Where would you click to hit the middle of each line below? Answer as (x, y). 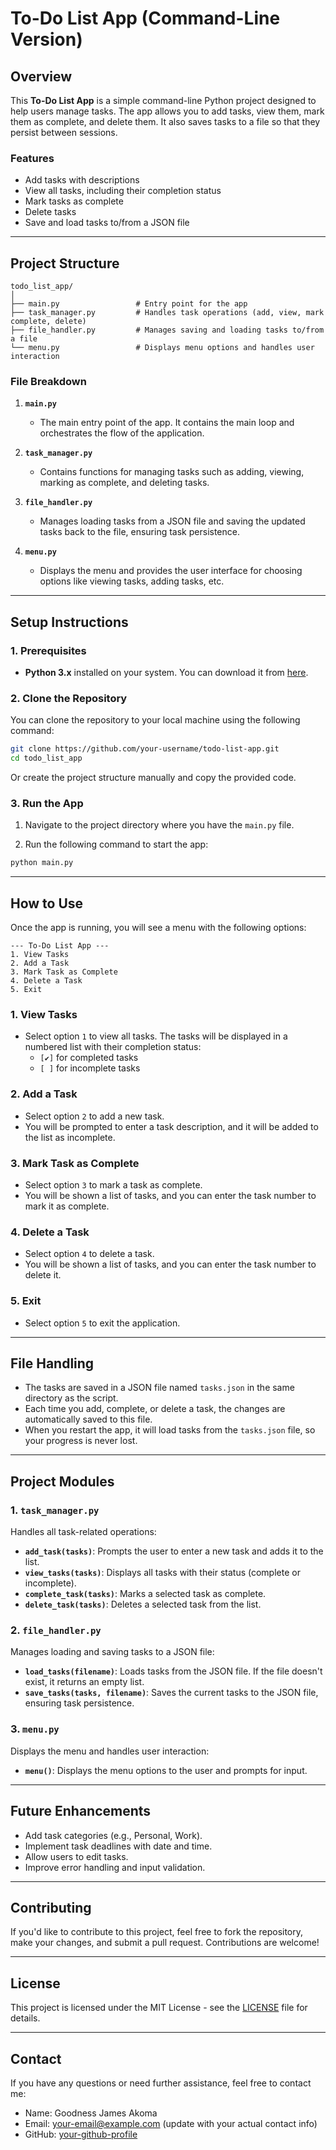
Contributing (51, 1907)
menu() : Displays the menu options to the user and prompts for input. (166, 1770)
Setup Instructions (69, 622)
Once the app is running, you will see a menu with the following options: (158, 928)
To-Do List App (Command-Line (145, 18)
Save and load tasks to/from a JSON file (107, 223)
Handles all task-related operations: (83, 1532)
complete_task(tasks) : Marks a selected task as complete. (145, 1594)
